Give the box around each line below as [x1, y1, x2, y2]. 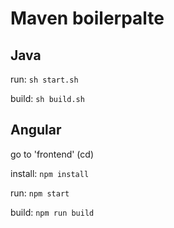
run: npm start [10, 187, 70, 199]
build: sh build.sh [10, 93, 85, 104]
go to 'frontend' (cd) [10, 148, 94, 160]
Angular [10, 122, 62, 139]
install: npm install [10, 167, 90, 179]
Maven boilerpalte [10, 7, 165, 30]
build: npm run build [10, 206, 95, 218]
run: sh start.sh [10, 73, 79, 85]
